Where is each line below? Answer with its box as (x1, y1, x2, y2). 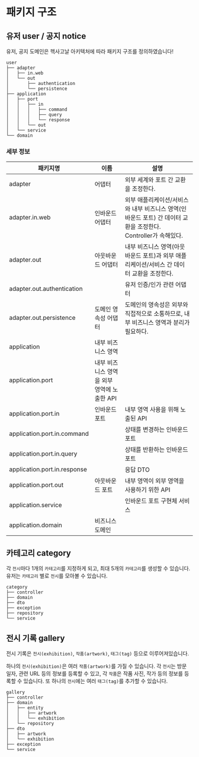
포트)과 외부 (143, 252, 175, 260)
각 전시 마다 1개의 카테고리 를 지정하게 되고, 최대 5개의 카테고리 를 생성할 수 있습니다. (6, 565, 191, 572)
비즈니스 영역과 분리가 (131, 319, 190, 327)
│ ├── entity (6, 705, 44, 711)
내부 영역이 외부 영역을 (124, 477, 185, 485)
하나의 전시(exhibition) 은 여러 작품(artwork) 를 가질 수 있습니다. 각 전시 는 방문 (6, 662, 187, 670)
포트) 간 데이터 (143, 213, 182, 222)
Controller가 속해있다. (124, 231, 184, 240)
